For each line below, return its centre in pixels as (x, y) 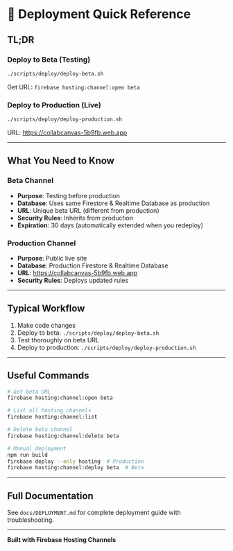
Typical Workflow (46, 309)
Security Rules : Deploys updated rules (73, 280)
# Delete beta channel (40, 430)
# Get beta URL (29, 392)
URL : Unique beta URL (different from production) (88, 210)
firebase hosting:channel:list (52, 417)
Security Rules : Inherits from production (75, 218)
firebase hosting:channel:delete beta (63, 436)
